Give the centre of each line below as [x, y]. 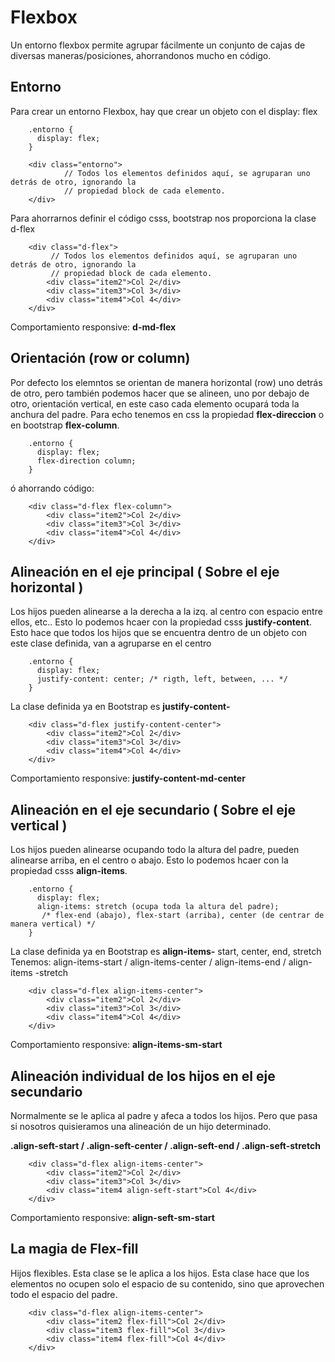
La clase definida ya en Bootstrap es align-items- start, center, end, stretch [166, 952]
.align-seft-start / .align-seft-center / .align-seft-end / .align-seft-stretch [165, 1145]
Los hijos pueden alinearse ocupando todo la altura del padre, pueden [155, 850]
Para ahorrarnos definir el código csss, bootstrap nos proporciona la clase [163, 218]
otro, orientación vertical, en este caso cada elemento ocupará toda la [155, 403]
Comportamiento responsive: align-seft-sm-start [112, 1217]
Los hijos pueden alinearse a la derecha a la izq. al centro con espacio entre [166, 612]
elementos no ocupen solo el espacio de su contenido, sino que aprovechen [167, 1283]
